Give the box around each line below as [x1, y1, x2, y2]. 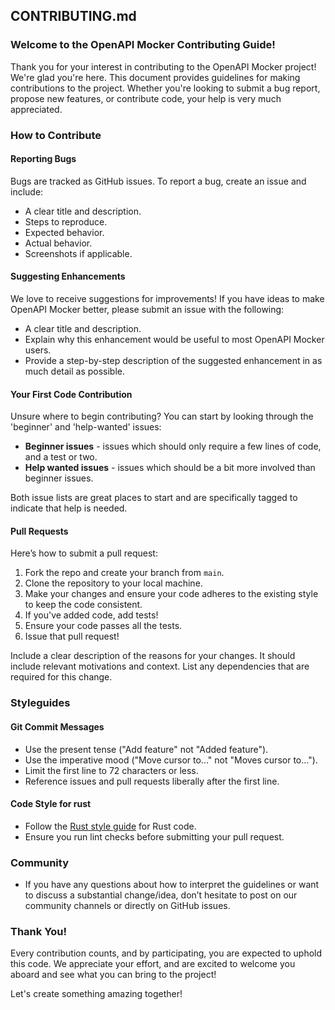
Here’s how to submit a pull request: [10, 547, 158, 559]
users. [24, 344, 52, 356]
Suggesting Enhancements [10, 270, 126, 283]
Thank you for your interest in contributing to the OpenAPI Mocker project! [10, 60, 317, 73]
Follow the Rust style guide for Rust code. [24, 820, 197, 832]
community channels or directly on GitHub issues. [24, 900, 231, 912]
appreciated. [10, 103, 63, 115]
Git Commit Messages [10, 720, 105, 733]
